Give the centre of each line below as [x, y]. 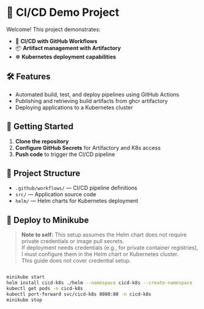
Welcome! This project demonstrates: [53, 29]
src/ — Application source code [56, 194]
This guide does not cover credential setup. [76, 261]
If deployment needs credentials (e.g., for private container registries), [110, 248]
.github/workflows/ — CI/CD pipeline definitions [76, 188]
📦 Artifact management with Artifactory [68, 48]
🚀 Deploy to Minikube [48, 220]
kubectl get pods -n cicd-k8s [45, 288]
